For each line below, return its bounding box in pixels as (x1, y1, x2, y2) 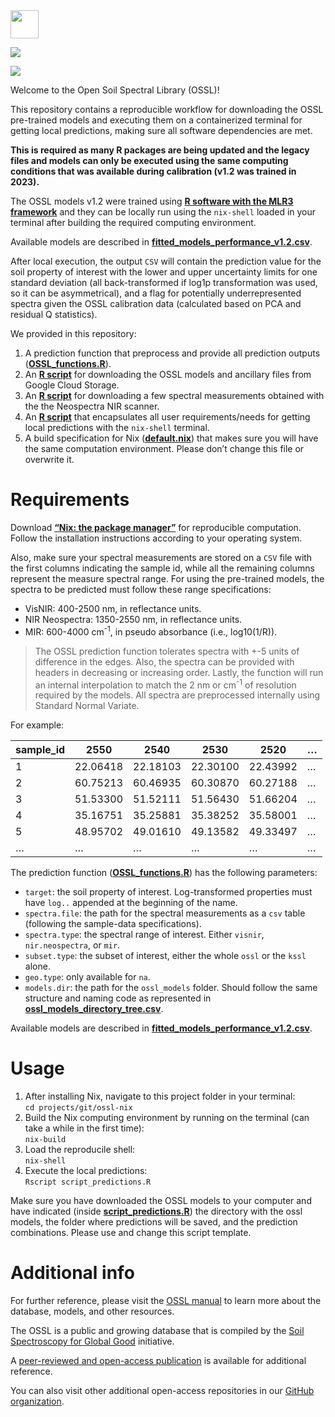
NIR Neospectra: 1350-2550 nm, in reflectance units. (24, 613, 243, 625)
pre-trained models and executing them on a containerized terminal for (10, 114, 303, 126)
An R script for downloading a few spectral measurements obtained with (24, 390, 325, 401)
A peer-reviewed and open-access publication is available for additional (10, 1355, 307, 1367)
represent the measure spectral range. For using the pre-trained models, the (10, 572, 325, 584)
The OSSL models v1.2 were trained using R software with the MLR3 (10, 195, 294, 207)
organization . (10, 1395, 65, 1408)
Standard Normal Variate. (34, 700, 140, 712)
